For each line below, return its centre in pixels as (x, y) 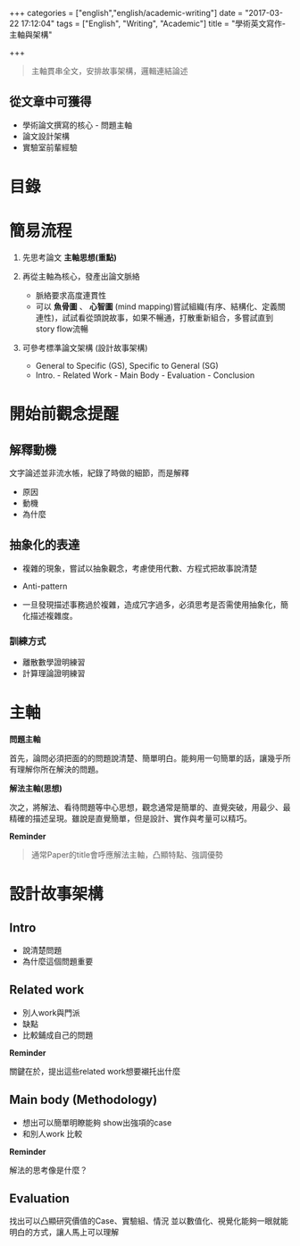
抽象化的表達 (45, 545)
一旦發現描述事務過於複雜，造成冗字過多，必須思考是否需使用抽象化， (151, 604)
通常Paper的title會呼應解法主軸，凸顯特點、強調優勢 (127, 854)
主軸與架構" (31, 34)
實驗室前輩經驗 (50, 147)
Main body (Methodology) (83, 1100)
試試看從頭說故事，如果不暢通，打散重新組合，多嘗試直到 (168, 317)
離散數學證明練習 (54, 662)
